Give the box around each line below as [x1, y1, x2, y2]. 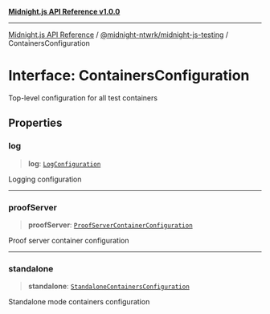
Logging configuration [8, 174, 82, 184]
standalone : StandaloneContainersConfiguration [27, 281, 190, 292]
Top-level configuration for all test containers [8, 92, 158, 103]
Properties [8, 116, 63, 130]
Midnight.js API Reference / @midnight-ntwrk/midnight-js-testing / [8, 30, 229, 39]
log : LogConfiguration [27, 158, 101, 168]
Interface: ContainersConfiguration [8, 67, 250, 85]
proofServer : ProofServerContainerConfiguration [27, 220, 193, 230]
